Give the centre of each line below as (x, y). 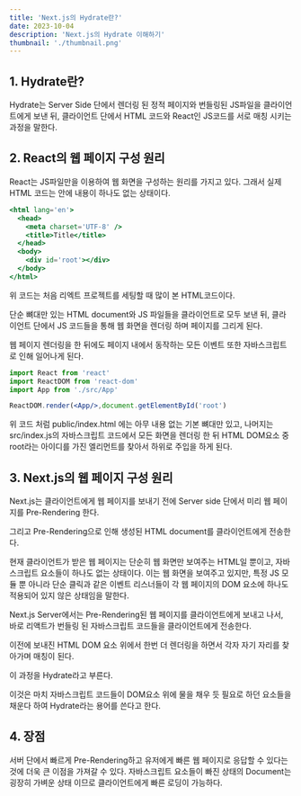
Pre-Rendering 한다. (62, 513)
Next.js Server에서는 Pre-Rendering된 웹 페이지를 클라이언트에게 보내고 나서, (146, 615)
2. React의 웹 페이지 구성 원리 (87, 158)
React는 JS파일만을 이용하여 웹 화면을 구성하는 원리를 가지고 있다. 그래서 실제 (146, 182)
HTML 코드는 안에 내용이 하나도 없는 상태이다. (90, 192)
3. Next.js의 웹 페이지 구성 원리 (91, 478)
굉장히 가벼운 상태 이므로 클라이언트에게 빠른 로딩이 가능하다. (116, 783)
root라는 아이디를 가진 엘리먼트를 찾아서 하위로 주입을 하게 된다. (121, 447)
